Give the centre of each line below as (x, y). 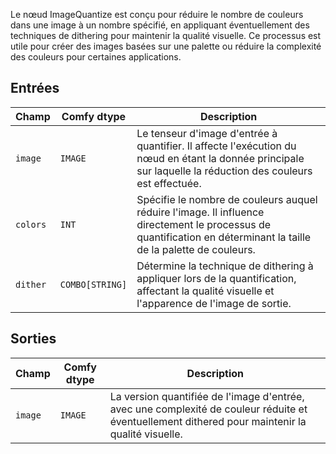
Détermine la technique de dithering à (225, 266)
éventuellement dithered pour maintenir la (208, 421)
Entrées (35, 88)
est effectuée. (169, 183)
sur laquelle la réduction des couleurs (224, 171)
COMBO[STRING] (93, 284)
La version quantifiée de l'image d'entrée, (207, 396)
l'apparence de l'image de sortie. (214, 303)
